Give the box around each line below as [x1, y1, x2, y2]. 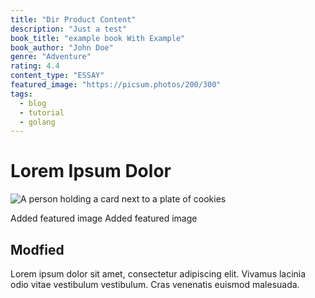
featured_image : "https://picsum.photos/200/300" [10, 80, 222, 90]
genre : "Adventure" [10, 52, 92, 62]
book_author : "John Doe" [10, 42, 114, 53]
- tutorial [19, 107, 65, 118]
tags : [10, 89, 33, 99]
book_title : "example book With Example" [10, 33, 186, 43]
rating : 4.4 [10, 61, 60, 71]
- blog [19, 98, 47, 108]
